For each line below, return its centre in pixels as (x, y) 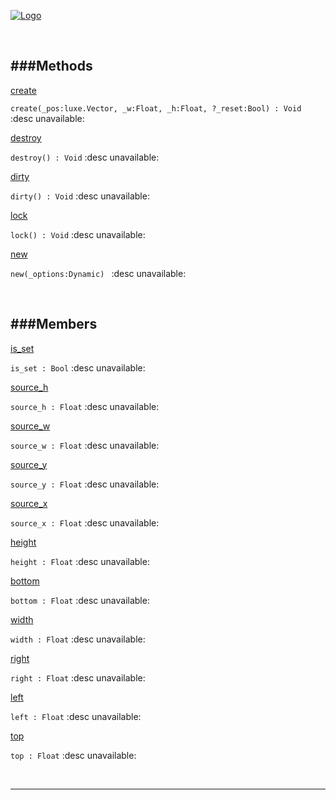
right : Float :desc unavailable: (78, 677)
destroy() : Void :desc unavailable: (85, 157)
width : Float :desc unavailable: (78, 639)
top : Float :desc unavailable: (73, 755)
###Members (54, 324)
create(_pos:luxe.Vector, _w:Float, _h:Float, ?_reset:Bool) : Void (156, 108)
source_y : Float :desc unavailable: (85, 484)
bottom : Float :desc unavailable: (80, 600)
